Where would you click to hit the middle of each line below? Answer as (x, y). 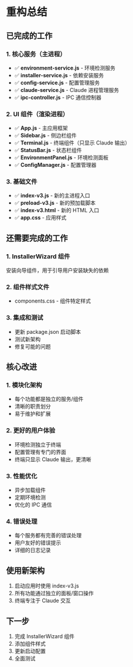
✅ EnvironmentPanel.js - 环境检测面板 (61, 157)
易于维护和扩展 (33, 414)
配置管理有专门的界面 (40, 452)
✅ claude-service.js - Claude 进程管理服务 (67, 90)
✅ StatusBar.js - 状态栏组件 (48, 150)
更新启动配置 (30, 651)
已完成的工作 (29, 36)
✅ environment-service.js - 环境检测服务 (65, 68)
